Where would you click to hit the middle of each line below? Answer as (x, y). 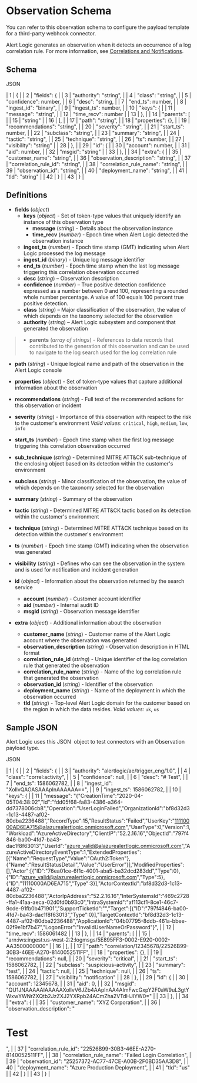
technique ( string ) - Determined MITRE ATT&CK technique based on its (101, 528)
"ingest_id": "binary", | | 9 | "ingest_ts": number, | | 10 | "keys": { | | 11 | (91, 108)
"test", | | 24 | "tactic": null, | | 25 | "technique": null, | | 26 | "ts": (84, 971)
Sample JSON (32, 727)
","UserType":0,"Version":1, (158, 827)
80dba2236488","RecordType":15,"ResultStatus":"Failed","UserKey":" (91, 821)
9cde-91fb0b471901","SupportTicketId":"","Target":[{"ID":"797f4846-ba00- (97, 909)
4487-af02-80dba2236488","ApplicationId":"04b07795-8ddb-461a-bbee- (96, 921)
